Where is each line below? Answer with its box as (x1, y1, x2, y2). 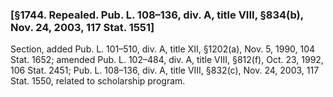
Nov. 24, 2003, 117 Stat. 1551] (10, 20, 155, 34)
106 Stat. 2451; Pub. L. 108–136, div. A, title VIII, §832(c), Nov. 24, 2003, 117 (10, 64, 320, 77)
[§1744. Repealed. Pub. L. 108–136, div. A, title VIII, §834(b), (10, 8, 304, 22)
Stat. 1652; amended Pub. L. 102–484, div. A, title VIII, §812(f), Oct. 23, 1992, (10, 54, 324, 66)
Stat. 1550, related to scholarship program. (10, 75, 186, 87)
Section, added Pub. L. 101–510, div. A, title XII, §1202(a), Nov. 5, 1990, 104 (10, 43, 316, 55)
